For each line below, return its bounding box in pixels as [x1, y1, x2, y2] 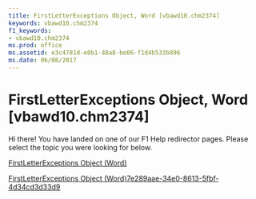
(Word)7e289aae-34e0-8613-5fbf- [103, 173, 219, 183]
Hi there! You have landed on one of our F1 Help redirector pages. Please [8, 133, 249, 144]
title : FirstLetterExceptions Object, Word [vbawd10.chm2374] [8, 11, 220, 20]
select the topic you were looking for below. [8, 142, 153, 152]
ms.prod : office [8, 42, 62, 50]
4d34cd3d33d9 [8, 181, 61, 192]
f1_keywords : [8, 26, 52, 34]
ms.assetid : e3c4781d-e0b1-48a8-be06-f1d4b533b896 [8, 49, 181, 57]
